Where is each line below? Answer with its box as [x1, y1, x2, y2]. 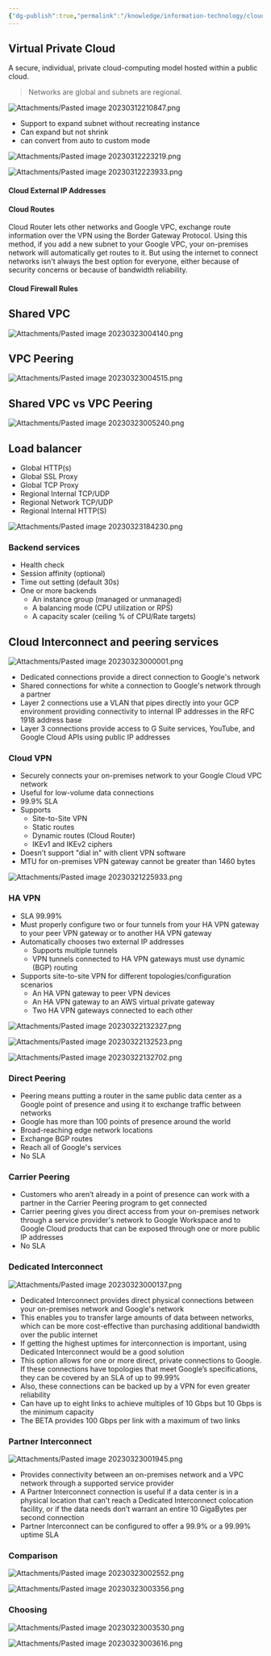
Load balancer [8, 441, 82, 455]
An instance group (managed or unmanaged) [31, 595, 182, 605]
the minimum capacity [19, 1407, 94, 1417]
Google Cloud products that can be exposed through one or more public [19, 1224, 261, 1233]
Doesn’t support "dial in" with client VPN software [19, 848, 186, 857]
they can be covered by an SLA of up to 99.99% [19, 1372, 181, 1382]
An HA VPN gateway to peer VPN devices [31, 988, 171, 998]
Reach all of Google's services [19, 1143, 122, 1152]
